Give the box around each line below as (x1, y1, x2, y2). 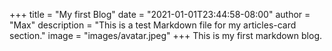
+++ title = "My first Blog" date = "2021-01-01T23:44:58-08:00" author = (9, 9, 311, 20)
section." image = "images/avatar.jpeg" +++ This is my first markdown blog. (9, 30, 323, 41)
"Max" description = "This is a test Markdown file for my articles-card (9, 19, 297, 31)
